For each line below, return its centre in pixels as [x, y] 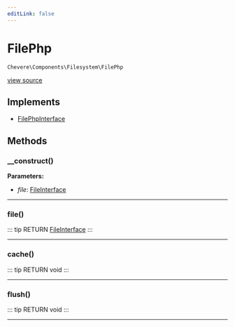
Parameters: [26, 176]
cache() [21, 254]
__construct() [30, 160]
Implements [34, 102]
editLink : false [31, 14]
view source [25, 80]
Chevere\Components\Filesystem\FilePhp [65, 67]
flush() [19, 294]
